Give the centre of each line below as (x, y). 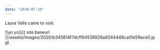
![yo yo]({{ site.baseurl (27, 32)
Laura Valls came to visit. (30, 23)
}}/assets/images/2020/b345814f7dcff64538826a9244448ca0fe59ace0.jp (80, 37)
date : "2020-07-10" (25, 9)
